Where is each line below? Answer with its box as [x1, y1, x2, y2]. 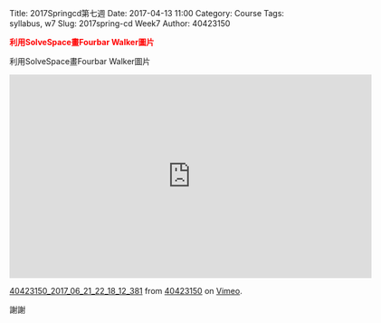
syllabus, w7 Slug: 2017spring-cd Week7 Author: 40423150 [9, 18, 231, 29]
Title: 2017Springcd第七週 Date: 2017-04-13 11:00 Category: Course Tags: [9, 8, 285, 18]
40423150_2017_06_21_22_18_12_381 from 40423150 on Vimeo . [9, 286, 243, 296]
